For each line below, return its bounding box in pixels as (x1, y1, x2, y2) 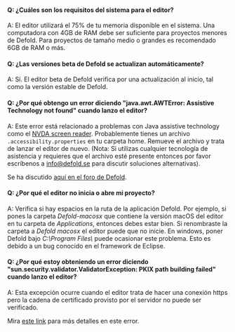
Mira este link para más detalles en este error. (7, 317, 140, 326)
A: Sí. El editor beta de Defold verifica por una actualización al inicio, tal (7, 75, 214, 84)
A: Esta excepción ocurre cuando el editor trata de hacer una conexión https (7, 288, 228, 297)
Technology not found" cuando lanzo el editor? (7, 106, 148, 114)
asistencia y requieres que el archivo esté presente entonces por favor (7, 152, 212, 160)
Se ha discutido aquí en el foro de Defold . (7, 173, 128, 181)
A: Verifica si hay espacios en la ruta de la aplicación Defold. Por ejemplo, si (7, 204, 227, 213)
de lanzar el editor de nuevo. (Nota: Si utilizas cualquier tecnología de (7, 144, 208, 152)
